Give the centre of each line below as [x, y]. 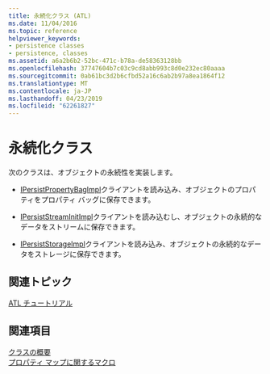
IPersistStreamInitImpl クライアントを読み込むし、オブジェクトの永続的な [141, 217]
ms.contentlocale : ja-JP [50, 91]
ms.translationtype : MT [48, 83]
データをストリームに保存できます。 [79, 227]
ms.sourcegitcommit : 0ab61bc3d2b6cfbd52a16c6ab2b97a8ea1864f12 [117, 76]
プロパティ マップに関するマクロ [62, 362]
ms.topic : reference [43, 31]
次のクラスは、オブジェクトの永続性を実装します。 [93, 172]
